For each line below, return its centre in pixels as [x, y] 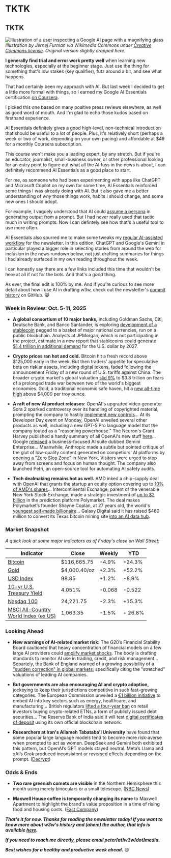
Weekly [109, 553]
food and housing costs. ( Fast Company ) [55, 810]
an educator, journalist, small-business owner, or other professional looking [84, 159]
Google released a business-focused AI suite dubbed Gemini [77, 442]
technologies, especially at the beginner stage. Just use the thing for [77, 66]
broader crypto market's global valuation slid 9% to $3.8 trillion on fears [88, 378]
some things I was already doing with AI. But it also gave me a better [77, 191]
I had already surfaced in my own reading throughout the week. [72, 259]
